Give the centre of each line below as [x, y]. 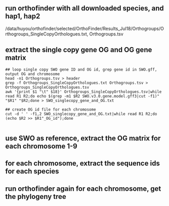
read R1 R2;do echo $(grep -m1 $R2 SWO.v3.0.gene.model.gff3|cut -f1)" [82, 96]
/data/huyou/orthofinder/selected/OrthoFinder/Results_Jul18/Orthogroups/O [85, 28]
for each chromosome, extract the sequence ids [83, 164]
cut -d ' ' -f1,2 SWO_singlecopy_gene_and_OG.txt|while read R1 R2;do [81, 114]
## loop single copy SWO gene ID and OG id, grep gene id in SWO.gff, [81, 70]
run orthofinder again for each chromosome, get [83, 188]
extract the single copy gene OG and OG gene [79, 50]
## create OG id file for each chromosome [51, 109]
